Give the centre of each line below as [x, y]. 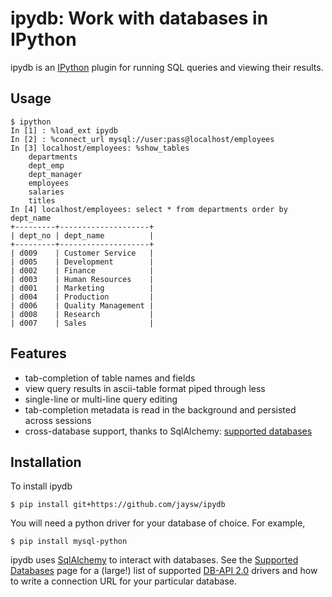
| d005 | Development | [82, 262]
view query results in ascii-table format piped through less [145, 388]
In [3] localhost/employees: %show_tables [100, 148]
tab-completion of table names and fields [110, 378]
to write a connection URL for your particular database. [124, 581]
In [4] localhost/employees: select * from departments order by [149, 209]
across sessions [58, 420]
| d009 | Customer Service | [82, 253]
